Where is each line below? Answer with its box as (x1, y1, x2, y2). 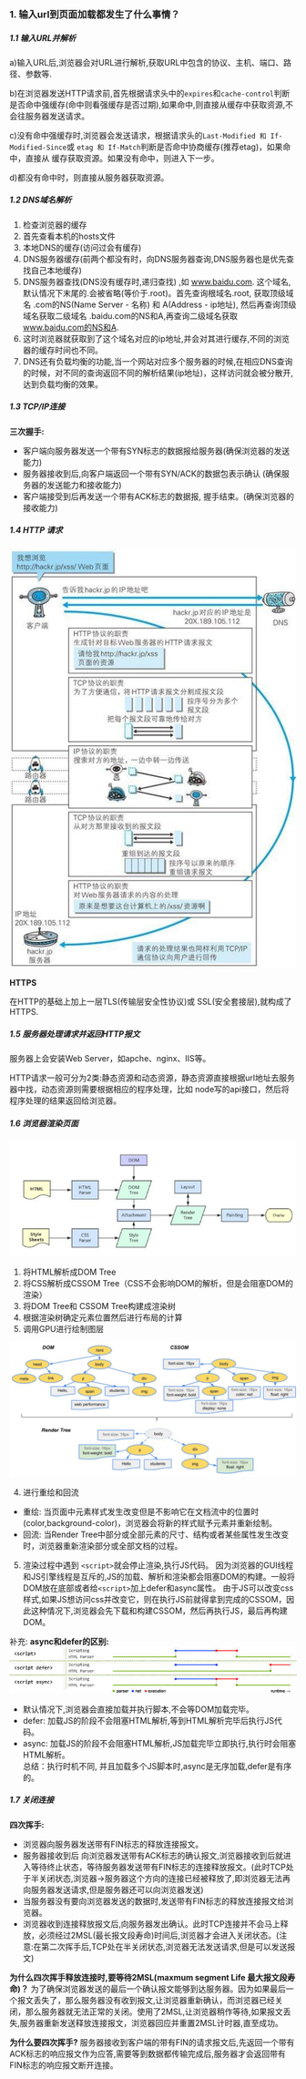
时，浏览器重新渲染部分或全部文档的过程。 (22, 1540, 183, 1551)
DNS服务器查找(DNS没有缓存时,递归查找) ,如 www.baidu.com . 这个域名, (22, 276, 291, 287)
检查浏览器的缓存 (22, 219, 87, 230)
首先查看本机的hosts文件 (22, 230, 116, 241)
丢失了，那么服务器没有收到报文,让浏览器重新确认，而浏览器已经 (33, 1994, 276, 2005)
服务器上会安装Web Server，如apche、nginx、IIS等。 (9, 1053, 211, 1064)
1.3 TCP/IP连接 (9, 401, 66, 412)
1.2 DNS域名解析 (9, 194, 72, 206)
